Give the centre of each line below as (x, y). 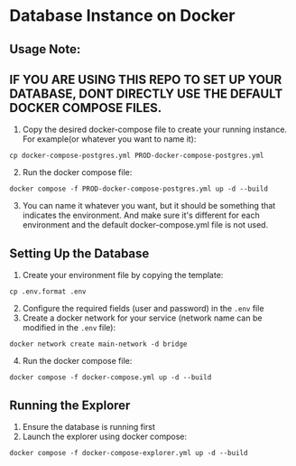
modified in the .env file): (69, 328)
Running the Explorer (70, 405)
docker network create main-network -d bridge (98, 344)
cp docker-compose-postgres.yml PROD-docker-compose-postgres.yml (137, 156)
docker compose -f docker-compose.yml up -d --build (111, 377)
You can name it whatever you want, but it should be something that (149, 206)
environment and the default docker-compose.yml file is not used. (145, 225)
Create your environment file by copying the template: (123, 275)
